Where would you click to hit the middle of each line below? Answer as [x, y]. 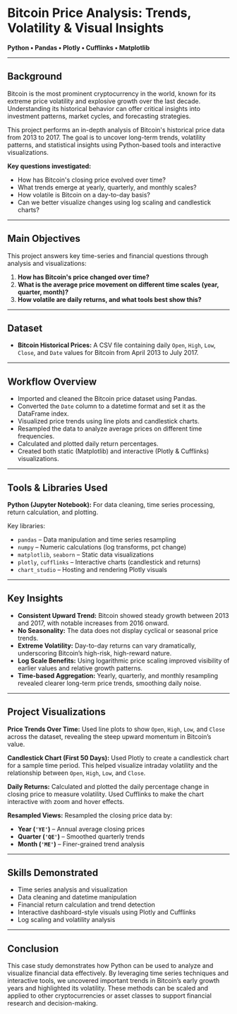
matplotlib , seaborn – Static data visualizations [85, 554]
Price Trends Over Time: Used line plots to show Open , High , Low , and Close [116, 729]
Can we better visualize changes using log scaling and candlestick [114, 202]
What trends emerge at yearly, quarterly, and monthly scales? [107, 187]
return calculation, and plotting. [53, 512]
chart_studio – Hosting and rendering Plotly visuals [92, 570]
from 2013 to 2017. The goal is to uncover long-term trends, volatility [107, 137]
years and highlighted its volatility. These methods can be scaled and [108, 989]
